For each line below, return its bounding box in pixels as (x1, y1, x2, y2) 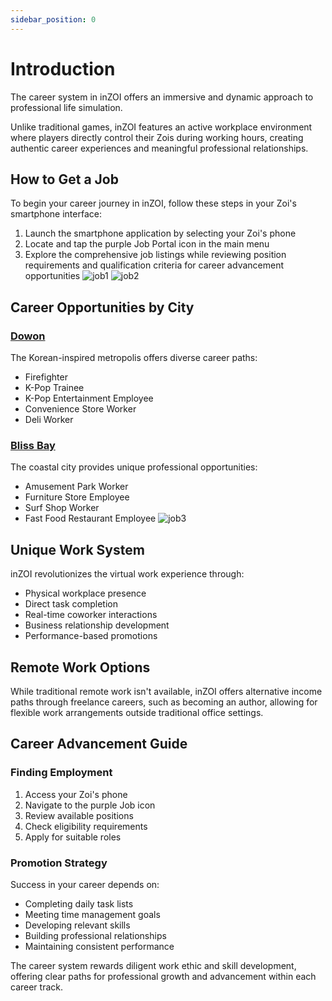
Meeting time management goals (24, 908, 161, 920)
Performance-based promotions (24, 630, 158, 642)
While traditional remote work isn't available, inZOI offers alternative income (10, 685, 323, 697)
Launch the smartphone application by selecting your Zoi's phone (24, 227, 297, 240)
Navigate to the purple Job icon (24, 799, 156, 811)
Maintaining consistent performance (24, 940, 175, 952)
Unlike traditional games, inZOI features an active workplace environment (10, 121, 313, 133)
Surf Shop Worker (24, 502, 100, 514)
